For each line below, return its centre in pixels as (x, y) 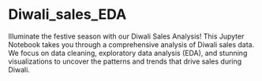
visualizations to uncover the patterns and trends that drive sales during (125, 61)
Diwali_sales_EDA (67, 15)
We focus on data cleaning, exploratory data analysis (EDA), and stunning (128, 53)
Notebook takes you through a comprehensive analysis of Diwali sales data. (131, 44)
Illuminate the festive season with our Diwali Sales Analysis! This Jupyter (126, 36)
